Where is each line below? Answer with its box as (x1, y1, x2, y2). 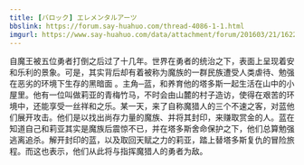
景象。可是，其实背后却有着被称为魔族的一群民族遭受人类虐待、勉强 (40, 67, 295, 78)
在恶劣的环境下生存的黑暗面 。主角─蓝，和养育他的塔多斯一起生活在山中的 (9, 78, 287, 89)
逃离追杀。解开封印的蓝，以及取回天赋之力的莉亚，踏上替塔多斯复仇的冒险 (9, 134, 287, 145)
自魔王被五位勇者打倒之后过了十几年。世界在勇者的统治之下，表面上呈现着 (9, 56, 287, 67)
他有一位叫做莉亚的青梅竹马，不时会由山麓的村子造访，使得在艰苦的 (33, 89, 287, 100)
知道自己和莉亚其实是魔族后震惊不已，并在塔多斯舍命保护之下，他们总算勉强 (9, 124, 295, 134)
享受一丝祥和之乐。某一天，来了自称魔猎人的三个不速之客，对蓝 (48, 101, 287, 112)
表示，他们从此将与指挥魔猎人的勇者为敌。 (48, 146, 208, 157)
